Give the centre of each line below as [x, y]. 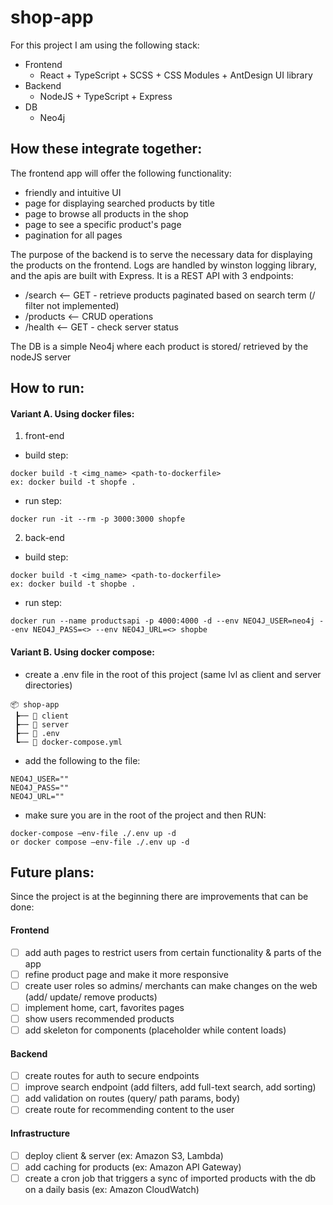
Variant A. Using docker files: [72, 413]
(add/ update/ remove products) [91, 997]
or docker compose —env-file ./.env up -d [100, 842]
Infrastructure [40, 1133]
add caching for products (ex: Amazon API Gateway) [133, 1167]
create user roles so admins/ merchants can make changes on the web [171, 985]
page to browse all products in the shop [106, 213]
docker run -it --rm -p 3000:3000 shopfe [98, 519]
